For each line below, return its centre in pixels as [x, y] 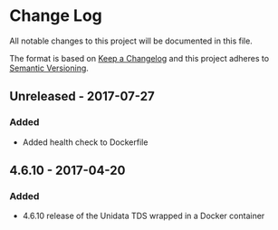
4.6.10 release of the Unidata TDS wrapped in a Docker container [144, 216]
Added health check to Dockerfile [85, 142]
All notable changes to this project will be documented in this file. [131, 41]
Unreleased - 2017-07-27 [82, 96]
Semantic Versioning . [49, 68]
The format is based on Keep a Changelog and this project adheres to [139, 58]
